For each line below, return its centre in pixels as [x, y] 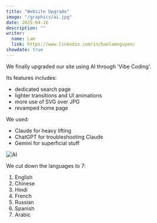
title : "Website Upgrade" [38, 11]
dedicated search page [43, 89]
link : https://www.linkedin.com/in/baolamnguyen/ [73, 45]
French [23, 196]
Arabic [23, 214]
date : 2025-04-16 [27, 22]
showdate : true [25, 50]
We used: [18, 119]
